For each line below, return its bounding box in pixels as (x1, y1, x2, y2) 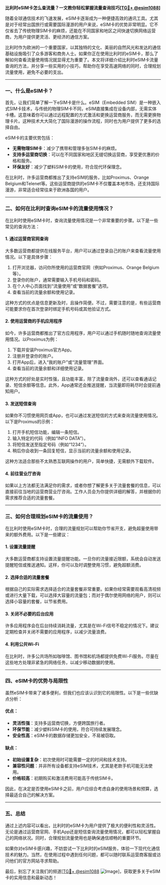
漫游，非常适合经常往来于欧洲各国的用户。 (5, 187, 92, 193)
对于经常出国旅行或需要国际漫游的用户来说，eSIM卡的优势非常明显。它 (9, 22, 154, 27)
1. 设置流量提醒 (5, 544, 36, 550)
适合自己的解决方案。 (13, 792, 57, 798)
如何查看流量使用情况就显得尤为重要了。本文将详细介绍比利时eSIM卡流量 (9, 57, 159, 62)
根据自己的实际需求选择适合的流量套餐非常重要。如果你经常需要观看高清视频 (5, 586, 161, 592)
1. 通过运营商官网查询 (5, 236, 48, 242)
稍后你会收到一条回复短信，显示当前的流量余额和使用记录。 (12, 448, 134, 454)
